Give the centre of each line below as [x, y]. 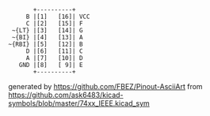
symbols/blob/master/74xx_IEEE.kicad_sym [79, 103]
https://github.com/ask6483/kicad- [66, 95]
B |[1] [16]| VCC [58, 17]
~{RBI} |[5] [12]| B [46, 44]
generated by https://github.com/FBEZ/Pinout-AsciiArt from [106, 86]
